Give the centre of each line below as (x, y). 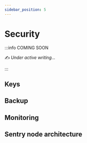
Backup (16, 101)
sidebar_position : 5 (26, 10)
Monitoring (22, 118)
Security (22, 34)
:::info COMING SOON (27, 48)
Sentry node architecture (43, 134)
